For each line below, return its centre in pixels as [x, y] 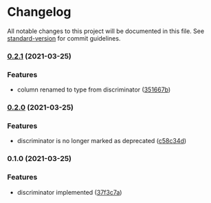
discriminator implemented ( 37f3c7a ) [69, 192]
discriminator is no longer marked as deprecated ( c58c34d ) [102, 141]
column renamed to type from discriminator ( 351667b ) [94, 89]
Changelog [39, 12]
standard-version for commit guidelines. [64, 38]
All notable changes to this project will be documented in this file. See [106, 31]
